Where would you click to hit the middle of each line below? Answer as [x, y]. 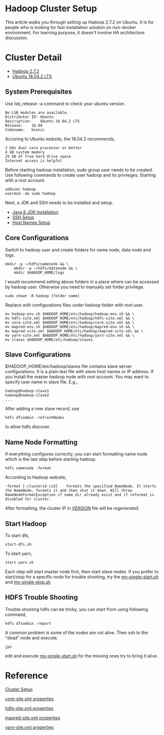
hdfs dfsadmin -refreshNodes [35, 418]
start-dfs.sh [18, 544]
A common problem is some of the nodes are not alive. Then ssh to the [77, 633]
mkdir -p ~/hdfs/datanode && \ [46, 268]
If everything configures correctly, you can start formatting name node [76, 454]
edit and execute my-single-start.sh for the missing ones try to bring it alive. [82, 656]
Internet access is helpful [34, 161]
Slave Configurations [38, 354]
